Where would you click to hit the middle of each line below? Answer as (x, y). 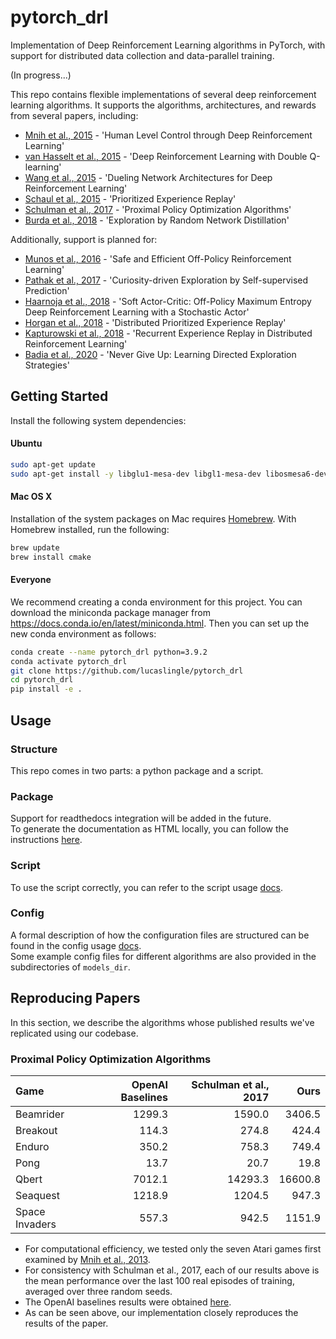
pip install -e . (46, 689)
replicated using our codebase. (74, 1033)
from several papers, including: (74, 115)
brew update (35, 547)
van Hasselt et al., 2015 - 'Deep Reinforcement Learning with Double (166, 156)
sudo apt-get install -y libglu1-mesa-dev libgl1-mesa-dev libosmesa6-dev (169, 474)
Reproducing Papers (75, 998)
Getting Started (59, 396)
